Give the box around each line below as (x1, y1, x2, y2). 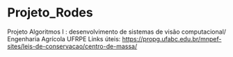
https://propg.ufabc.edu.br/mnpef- (122, 34, 222, 43)
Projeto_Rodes (7, 5, 93, 21)
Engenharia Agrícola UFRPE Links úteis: (7, 34, 121, 43)
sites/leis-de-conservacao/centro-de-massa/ (7, 42, 138, 50)
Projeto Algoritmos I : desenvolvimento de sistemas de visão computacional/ (7, 27, 227, 36)
